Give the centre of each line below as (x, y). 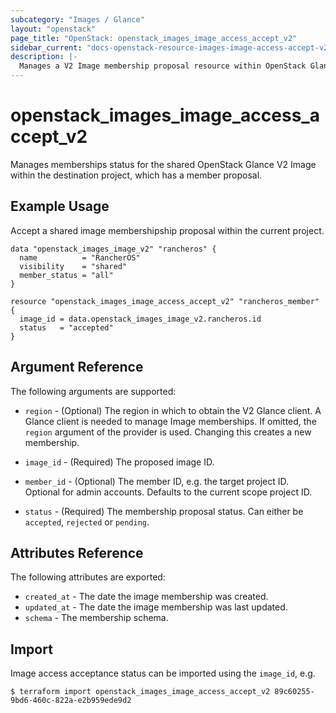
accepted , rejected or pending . (87, 522)
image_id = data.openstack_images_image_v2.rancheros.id (140, 319)
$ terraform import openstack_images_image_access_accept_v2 (140, 692)
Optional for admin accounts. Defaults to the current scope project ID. (168, 492)
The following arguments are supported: (93, 391)
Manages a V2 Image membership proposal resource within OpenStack (163, 66)
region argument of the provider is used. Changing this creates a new (168, 432)
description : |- (44, 57)
